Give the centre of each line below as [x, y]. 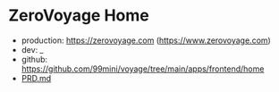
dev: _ [32, 49]
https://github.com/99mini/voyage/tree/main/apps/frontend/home [143, 69]
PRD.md [36, 78]
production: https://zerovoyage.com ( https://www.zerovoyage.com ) [146, 40]
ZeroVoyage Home [79, 16]
